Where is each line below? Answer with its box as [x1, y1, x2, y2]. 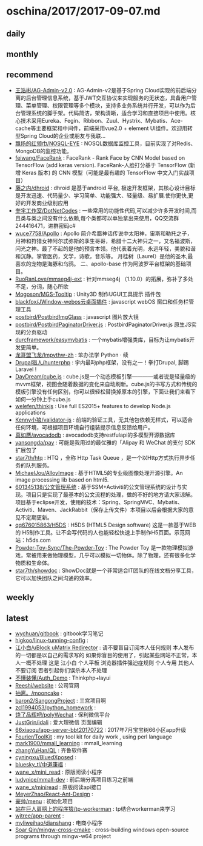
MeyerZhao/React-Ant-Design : [15, 790, 94, 797]
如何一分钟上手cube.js [15, 395, 71, 403]
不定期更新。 [20, 513, 53, 520]
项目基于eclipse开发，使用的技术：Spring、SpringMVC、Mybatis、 [15, 498, 183, 505]
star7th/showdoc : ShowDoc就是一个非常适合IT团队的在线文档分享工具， [15, 567, 197, 574]
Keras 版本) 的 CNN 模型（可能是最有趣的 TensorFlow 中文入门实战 [22, 169, 190, 176]
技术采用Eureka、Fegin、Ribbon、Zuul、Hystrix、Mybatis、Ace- [20, 117, 183, 124]
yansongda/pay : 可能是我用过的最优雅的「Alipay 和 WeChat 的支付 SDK [15, 438, 196, 446]
